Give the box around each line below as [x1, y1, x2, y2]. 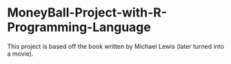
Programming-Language [7, 19, 152, 35]
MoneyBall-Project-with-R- [7, 5, 168, 21]
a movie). [7, 50, 34, 58]
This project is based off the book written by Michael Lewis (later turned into [7, 42, 224, 50]
